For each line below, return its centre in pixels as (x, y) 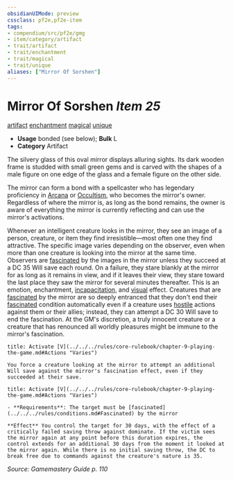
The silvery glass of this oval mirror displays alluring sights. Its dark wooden (115, 160)
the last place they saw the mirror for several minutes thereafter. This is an (113, 283)
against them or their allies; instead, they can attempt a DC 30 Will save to (113, 312)
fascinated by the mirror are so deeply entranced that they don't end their (112, 297)
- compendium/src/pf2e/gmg (46, 33)
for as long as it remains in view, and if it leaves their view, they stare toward (116, 275)
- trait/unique (29, 65)
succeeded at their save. (44, 377)
